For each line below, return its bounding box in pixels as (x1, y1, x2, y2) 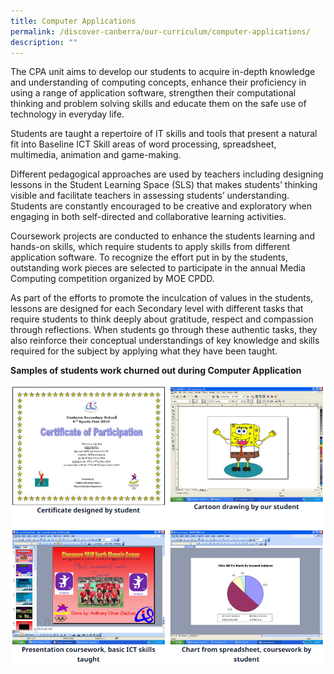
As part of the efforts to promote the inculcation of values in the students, (10, 292, 314, 304)
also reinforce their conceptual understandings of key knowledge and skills (10, 335, 320, 347)
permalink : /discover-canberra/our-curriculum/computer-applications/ (10, 26, 311, 37)
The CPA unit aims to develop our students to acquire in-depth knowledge (10, 66, 316, 78)
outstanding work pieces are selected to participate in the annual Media (10, 262, 306, 274)
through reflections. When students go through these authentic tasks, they (10, 324, 318, 336)
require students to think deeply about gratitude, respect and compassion (10, 313, 314, 325)
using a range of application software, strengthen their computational (10, 87, 297, 99)
